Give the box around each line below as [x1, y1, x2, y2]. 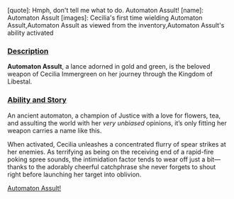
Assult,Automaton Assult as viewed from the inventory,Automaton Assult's [7, 21, 225, 29]
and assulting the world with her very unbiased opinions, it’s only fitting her [7, 118, 227, 127]
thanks [7, 162, 28, 171]
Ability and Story [7, 95, 67, 105]
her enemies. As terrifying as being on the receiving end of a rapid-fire [7, 147, 214, 156]
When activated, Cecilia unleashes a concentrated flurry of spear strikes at [7, 140, 226, 148]
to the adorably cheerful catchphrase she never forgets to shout [28, 162, 216, 171]
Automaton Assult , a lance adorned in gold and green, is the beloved [7, 62, 211, 71]
